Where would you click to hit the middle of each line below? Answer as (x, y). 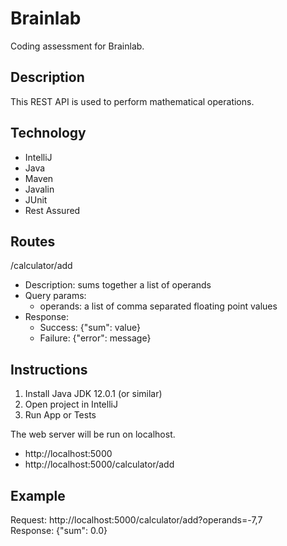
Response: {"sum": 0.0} (59, 530)
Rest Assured (52, 210)
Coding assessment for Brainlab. (77, 46)
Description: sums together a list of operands (118, 285)
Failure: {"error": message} (95, 338)
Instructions (49, 369)
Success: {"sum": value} (90, 328)
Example (38, 495)
